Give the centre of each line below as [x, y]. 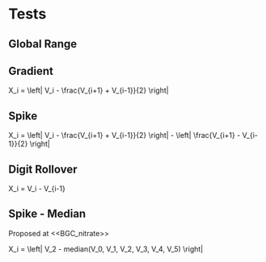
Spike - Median [47, 214]
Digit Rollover [43, 169]
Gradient [31, 71]
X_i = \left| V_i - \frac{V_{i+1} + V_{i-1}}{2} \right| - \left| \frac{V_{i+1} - [125, 135]
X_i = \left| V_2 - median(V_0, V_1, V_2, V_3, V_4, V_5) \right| [106, 249]
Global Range [43, 44]
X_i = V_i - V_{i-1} [37, 189]
